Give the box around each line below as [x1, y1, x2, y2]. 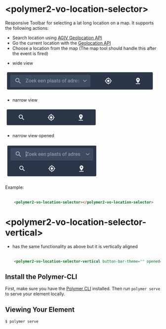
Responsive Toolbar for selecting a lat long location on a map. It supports [5, 20, 154, 26]
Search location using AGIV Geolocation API [12, 35, 102, 41]
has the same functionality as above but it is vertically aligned [12, 243, 138, 249]
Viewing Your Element [5, 305, 75, 314]
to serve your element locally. [5, 291, 65, 297]
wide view [12, 60, 33, 66]
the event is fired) [12, 51, 48, 56]
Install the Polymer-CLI [5, 273, 78, 281]
